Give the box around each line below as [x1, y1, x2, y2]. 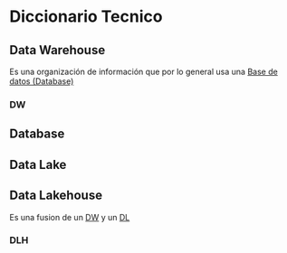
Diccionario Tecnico [9, 6, 163, 27]
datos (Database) [9, 76, 74, 87]
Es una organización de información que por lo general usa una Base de [9, 66, 278, 77]
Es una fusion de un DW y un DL [9, 211, 130, 222]
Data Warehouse [9, 42, 106, 58]
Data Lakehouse [9, 188, 102, 203]
